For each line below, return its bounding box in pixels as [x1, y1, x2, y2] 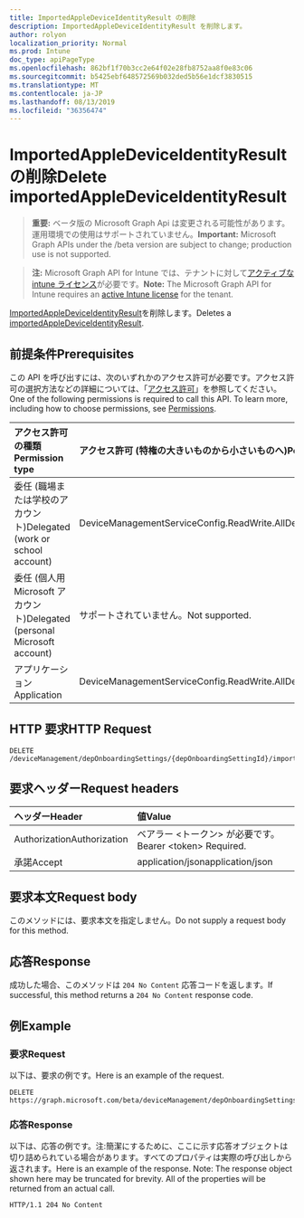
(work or [14, 533, 51, 545]
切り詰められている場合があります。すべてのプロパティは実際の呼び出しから [9, 1152, 292, 1163]
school [14, 544, 43, 557]
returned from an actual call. [9, 1183, 116, 1194]
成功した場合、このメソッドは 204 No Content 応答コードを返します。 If [9, 979, 273, 991]
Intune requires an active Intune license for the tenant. [31, 289, 233, 300]
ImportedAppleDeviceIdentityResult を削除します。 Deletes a [9, 308, 232, 319]
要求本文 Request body [9, 890, 138, 905]
